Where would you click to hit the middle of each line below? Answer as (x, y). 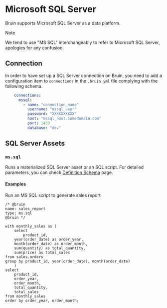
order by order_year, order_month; (42, 300)
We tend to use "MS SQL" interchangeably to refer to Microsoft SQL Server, (83, 42)
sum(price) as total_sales (42, 252)
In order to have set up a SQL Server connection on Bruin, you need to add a (84, 75)
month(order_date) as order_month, (51, 243)
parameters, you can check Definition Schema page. (59, 172)
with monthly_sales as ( (31, 226)
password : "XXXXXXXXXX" (52, 114)
